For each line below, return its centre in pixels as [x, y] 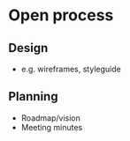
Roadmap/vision [51, 118]
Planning [33, 96]
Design [28, 48]
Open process [61, 15]
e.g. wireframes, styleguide [71, 69]
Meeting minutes [52, 127]
